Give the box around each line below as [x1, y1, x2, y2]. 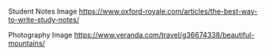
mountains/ [8, 38, 45, 48]
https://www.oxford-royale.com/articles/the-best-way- [78, 7, 258, 16]
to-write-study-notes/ [8, 15, 79, 24]
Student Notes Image [8, 7, 78, 16]
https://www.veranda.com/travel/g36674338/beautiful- [74, 31, 255, 39]
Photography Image [8, 31, 73, 39]
